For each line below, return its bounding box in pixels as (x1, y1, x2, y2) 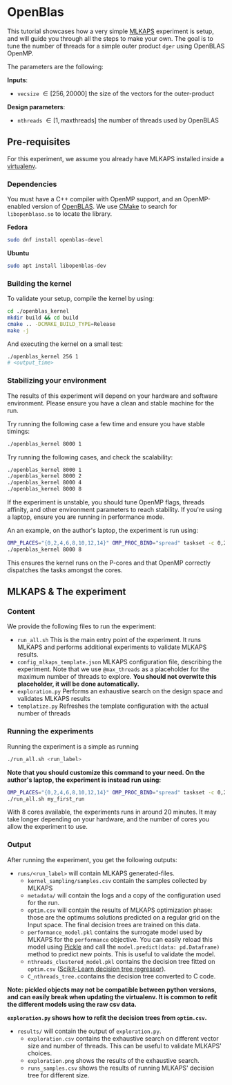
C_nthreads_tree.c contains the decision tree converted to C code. (27, 972, 216, 980)
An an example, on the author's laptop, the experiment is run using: (7, 527, 199, 535)
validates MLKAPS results (17, 695, 91, 703)
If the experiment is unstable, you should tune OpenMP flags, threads (7, 498, 205, 507)
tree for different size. (27, 1070, 90, 1079)
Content (7, 607, 36, 617)
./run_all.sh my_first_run (7, 795, 85, 803)
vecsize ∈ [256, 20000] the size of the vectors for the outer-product (17, 89, 215, 98)
